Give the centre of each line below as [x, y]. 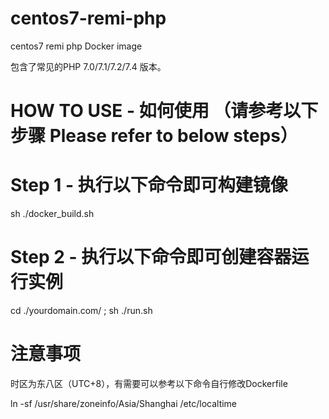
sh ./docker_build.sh [52, 214]
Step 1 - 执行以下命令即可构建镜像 [149, 185]
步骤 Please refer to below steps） [154, 136]
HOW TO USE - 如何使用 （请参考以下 [164, 111]
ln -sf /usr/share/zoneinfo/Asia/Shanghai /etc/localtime [124, 403]
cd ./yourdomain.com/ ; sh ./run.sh [81, 310]
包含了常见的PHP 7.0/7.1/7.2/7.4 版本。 [88, 66]
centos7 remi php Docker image [76, 46]
